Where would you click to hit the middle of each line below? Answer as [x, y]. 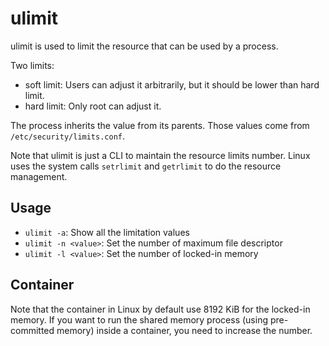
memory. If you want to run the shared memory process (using [139, 319]
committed [32, 330]
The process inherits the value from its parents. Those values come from [160, 125]
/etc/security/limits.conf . [68, 136]
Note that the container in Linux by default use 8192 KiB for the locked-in [160, 309]
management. [39, 176]
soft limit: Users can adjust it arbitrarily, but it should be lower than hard [172, 84]
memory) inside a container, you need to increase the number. [184, 330]
